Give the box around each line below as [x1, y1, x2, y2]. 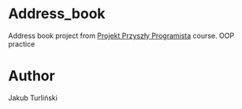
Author [8, 67, 55, 85]
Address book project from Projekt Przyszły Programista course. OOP [8, 31, 235, 40]
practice [8, 39, 35, 48]
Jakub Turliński [8, 92, 58, 103]
